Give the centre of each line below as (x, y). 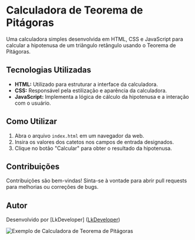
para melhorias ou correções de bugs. (52, 187)
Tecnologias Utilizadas (49, 70)
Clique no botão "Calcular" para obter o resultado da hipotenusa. (93, 148)
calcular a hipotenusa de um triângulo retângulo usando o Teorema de (91, 45)
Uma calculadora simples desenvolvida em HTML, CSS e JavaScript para (95, 39)
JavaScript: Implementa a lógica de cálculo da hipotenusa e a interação (102, 96)
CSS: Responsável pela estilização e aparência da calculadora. (91, 90)
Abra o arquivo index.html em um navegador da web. (79, 135)
